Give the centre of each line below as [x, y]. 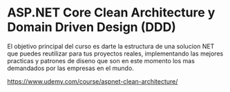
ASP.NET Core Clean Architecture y [111, 13]
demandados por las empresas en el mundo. [71, 68]
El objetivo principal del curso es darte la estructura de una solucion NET [111, 46]
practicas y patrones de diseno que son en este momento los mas [101, 60]
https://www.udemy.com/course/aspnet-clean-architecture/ [93, 81]
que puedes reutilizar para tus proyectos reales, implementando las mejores [115, 54]
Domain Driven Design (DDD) [92, 27]
